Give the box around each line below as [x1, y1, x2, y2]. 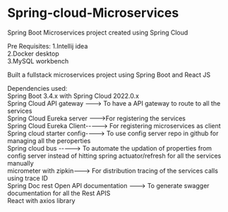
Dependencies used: [7, 84, 68, 92]
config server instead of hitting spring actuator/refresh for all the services [7, 151, 222, 160]
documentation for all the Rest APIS [7, 189, 111, 197]
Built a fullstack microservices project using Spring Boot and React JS [7, 70, 211, 79]
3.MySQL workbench [7, 56, 69, 65]
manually [7, 158, 34, 167]
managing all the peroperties [7, 136, 91, 145]
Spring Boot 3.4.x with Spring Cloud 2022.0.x [7, 92, 140, 100]
